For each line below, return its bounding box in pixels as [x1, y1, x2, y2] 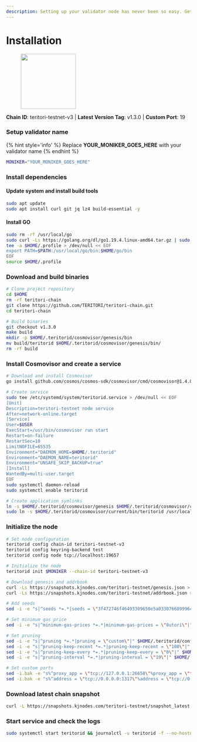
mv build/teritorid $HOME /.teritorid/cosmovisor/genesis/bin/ [6, 340, 161, 346]
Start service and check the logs [6, 717, 101, 726]
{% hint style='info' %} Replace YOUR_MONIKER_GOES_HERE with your [6, 141, 182, 149]
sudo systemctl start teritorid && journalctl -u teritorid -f [6, 730, 164, 737]
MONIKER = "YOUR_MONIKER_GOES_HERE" [6, 159, 91, 165]
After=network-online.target [6, 411, 77, 417]
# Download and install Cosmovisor [6, 373, 93, 379]
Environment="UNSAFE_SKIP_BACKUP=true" [6, 460, 104, 466]
